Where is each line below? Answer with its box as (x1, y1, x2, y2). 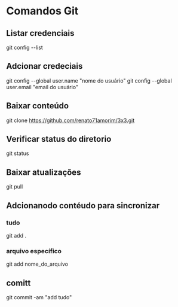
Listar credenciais (6, 28, 75, 38)
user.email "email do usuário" (6, 83, 79, 90)
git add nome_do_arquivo (6, 260, 69, 268)
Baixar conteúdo (6, 101, 69, 111)
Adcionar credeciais (6, 61, 83, 71)
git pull (6, 183, 23, 190)
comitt (6, 278, 31, 288)
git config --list (6, 44, 43, 51)
